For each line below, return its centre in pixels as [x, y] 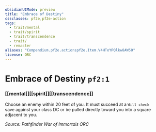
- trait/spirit [25, 32]
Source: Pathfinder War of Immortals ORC [47, 124]
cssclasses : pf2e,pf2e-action [36, 18]
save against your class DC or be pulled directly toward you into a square [78, 109]
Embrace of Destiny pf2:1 [57, 79]
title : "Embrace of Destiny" [34, 14]
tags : [10, 23]
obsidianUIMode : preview [30, 9]
